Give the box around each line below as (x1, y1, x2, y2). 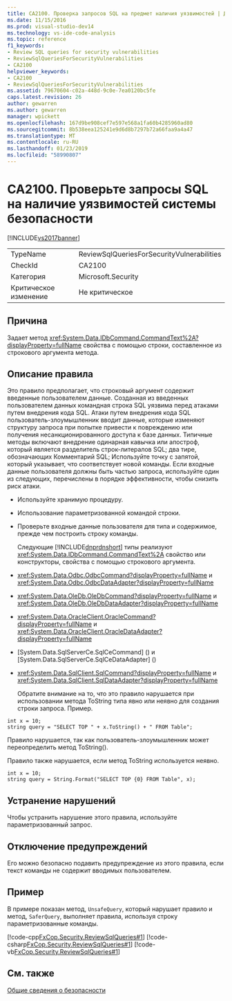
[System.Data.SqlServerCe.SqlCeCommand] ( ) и (17, 648, 155, 656)
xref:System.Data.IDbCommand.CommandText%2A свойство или (17, 551, 206, 559)
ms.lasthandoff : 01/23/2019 (7, 145, 88, 152)
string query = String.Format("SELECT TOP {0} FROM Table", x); (7, 776, 196, 783)
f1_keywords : (7, 42, 45, 49)
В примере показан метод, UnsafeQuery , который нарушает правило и (7, 904, 213, 913)
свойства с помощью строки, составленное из (82, 340, 222, 349)
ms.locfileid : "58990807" (7, 151, 81, 159)
